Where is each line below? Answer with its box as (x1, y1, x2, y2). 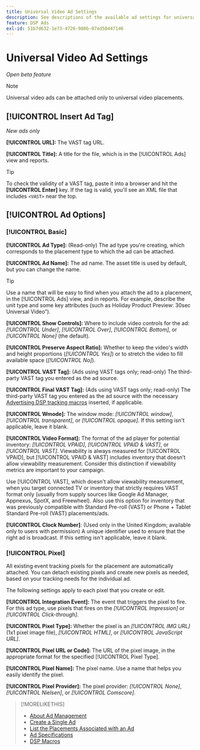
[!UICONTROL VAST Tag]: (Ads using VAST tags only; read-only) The (6, 368, 177, 375)
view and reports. (6, 157, 49, 164)
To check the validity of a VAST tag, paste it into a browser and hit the (6, 180, 177, 187)
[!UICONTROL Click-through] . (6, 611, 79, 618)
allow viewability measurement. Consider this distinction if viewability (6, 460, 177, 467)
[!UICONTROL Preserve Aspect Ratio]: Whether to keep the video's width (6, 344, 189, 351)
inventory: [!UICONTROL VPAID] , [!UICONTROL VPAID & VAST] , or (6, 440, 169, 448)
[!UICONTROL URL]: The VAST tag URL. (6, 139, 105, 146)
